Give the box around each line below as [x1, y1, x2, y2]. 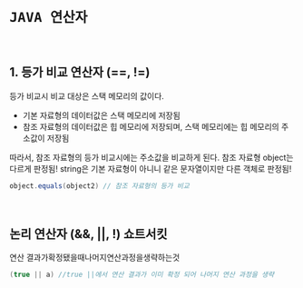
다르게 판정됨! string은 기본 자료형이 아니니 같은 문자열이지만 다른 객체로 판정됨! [9, 163, 292, 174]
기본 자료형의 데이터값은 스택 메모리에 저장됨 [22, 110, 181, 121]
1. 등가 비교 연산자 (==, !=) [9, 65, 151, 80]
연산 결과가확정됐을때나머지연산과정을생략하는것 [9, 252, 181, 263]
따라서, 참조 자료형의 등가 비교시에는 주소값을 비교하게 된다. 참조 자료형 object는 [9, 152, 294, 163]
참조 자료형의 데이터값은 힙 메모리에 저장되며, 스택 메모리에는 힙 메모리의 [22, 121, 279, 132]
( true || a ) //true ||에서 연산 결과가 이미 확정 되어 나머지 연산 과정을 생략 [9, 270, 275, 280]
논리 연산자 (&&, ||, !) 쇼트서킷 [9, 226, 168, 242]
